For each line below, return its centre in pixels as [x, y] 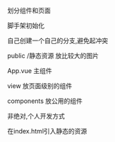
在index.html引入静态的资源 [47, 131]
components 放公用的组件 [45, 101]
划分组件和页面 [29, 10]
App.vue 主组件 [30, 71]
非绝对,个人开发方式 [36, 116]
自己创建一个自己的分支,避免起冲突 [58, 40]
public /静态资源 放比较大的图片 [53, 56]
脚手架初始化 [26, 26]
